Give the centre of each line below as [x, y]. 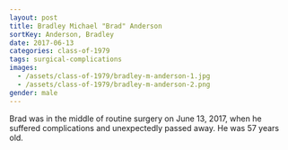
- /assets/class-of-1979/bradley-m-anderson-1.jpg [114, 76]
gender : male [34, 93]
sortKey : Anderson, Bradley [62, 34]
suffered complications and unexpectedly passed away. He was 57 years [144, 128]
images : [24, 68]
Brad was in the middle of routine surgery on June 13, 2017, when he [135, 119]
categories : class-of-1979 [60, 51]
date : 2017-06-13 [42, 43]
